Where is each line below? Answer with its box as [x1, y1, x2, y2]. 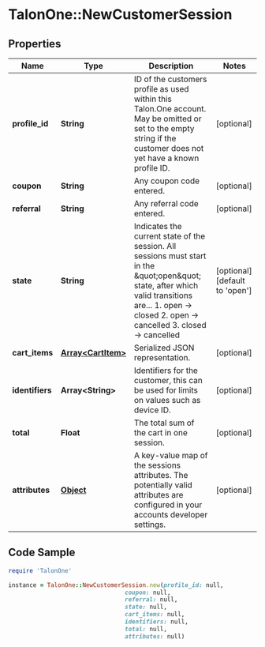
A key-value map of [133, 450, 208, 461]
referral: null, [125, 596, 178, 604]
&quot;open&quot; [133, 270, 201, 281]
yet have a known [133, 152, 200, 164]
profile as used [133, 84, 189, 94]
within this [133, 93, 172, 104]
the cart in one [133, 427, 188, 438]
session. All [133, 241, 177, 251]
